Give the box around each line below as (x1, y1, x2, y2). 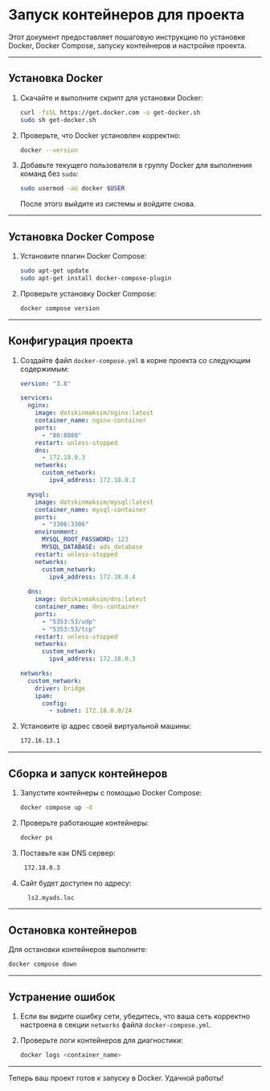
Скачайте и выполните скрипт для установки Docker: (19, 92, 203, 102)
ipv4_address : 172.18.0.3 (49, 655, 136, 664)
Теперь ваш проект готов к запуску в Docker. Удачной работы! (8, 1073, 224, 1082)
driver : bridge (35, 684, 86, 693)
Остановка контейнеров (8, 923, 137, 937)
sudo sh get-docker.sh (19, 116, 96, 124)
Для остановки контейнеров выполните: (8, 945, 148, 954)
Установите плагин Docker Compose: (19, 251, 147, 261)
